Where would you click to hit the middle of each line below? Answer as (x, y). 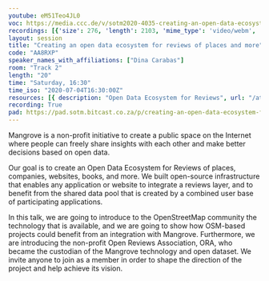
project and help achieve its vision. (66, 268)
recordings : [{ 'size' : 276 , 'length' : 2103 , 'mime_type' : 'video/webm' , (132, 30)
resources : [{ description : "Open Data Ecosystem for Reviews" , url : (127, 98)
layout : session (35, 38)
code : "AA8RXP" (34, 53)
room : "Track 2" (35, 68)
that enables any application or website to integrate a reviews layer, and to (131, 185)
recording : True (35, 105)
